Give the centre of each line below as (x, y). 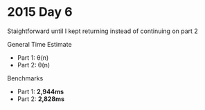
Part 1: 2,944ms (41, 91)
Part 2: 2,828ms (41, 99)
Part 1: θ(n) (33, 57)
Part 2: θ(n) (34, 65)
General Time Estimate (39, 44)
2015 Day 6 (40, 12)
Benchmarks (25, 78)
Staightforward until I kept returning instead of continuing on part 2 (103, 31)
